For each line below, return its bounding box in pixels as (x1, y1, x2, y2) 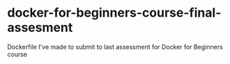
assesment (7, 19, 73, 35)
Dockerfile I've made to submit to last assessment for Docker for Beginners (7, 42, 223, 51)
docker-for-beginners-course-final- (7, 5, 222, 21)
